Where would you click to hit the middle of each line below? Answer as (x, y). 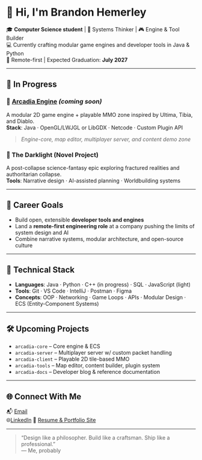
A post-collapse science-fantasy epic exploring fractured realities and (93, 167)
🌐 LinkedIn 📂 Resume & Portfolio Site (51, 420)
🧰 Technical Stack (41, 270)
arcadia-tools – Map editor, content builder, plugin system (87, 365)
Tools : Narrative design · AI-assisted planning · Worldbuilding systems (93, 181)
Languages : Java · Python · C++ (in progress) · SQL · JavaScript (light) (103, 284)
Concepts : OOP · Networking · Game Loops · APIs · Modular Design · (100, 297)
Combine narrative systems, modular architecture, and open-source (99, 239)
